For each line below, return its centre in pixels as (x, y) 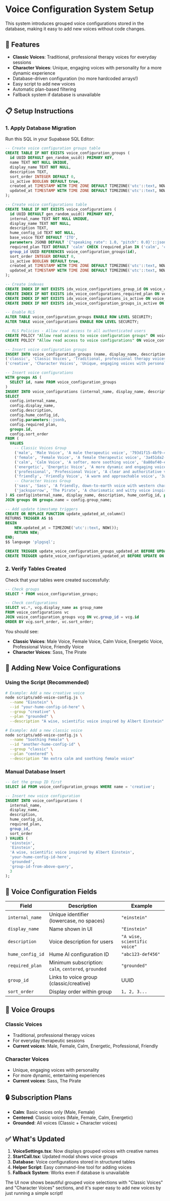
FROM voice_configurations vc (37, 612)
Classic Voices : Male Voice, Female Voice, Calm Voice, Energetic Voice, (88, 641)
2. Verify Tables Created (36, 569)
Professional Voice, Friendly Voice (48, 646)
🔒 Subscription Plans (39, 1097)
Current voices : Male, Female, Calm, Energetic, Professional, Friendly (85, 1046)
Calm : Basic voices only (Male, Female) (54, 1112)
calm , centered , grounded (78, 969)
